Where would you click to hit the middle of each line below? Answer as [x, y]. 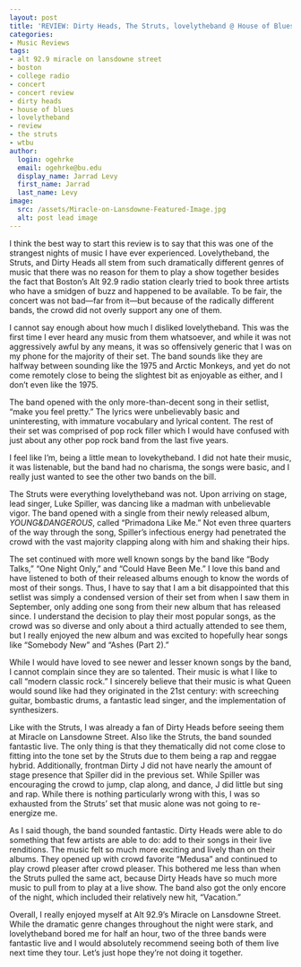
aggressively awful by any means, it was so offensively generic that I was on [150, 346]
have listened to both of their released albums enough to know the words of [149, 578]
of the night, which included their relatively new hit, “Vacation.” [125, 897]
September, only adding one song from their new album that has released [145, 606]
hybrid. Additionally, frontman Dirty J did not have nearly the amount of [141, 765]
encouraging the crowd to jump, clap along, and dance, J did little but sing [146, 784]
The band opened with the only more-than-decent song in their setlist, [139, 402]
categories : [31, 34]
